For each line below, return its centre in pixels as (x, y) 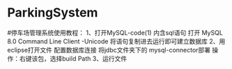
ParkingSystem (53, 13)
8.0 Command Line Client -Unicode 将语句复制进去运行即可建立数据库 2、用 (116, 41)
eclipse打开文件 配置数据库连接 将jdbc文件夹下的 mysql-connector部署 (109, 50)
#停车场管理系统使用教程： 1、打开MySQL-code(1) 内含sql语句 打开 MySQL (115, 32)
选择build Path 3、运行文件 (88, 58)
